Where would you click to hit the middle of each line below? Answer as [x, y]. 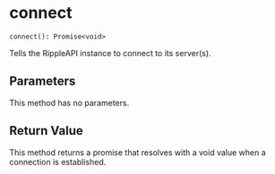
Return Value [46, 131]
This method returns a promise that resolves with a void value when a [137, 152]
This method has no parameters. [69, 103]
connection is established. [58, 162]
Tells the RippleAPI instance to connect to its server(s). [111, 53]
